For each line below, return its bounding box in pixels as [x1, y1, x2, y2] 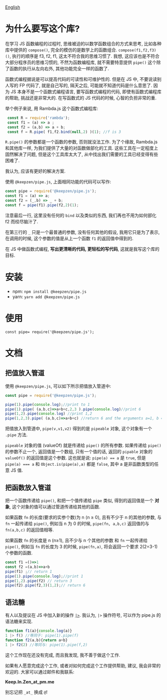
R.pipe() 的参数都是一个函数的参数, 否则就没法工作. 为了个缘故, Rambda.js [5, 139, 158, 145]
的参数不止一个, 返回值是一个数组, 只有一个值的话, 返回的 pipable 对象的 [5, 449, 153, 455]
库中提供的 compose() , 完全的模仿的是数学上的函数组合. [5, 47, 118, 53]
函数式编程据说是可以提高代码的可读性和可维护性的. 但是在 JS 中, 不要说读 [5, 76, 158, 82]
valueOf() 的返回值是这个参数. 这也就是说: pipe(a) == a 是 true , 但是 [5, 455, 146, 461]
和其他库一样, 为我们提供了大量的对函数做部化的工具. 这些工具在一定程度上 [5, 145, 158, 151]
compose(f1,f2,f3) [118, 47, 157, 53]
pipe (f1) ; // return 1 [5, 569, 52, 574]
